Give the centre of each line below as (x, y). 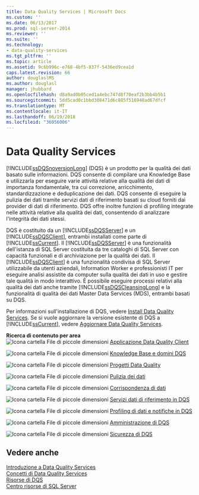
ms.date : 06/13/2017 (32, 23)
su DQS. (16, 300)
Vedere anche (33, 453)
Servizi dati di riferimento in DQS (150, 400)
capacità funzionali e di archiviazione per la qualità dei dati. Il (81, 256)
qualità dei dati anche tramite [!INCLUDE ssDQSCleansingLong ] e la (88, 287)
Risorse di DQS (25, 480)
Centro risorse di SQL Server (42, 486)
